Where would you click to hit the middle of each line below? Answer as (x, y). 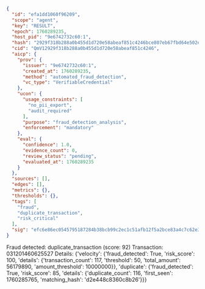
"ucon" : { (30, 94)
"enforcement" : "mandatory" (58, 128)
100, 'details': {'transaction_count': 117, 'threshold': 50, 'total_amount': (94, 260)
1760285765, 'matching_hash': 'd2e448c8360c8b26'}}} (77, 279)
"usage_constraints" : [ (53, 99)
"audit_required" (50, 111)
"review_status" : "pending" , (59, 156)
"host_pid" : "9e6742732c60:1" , (52, 37)
